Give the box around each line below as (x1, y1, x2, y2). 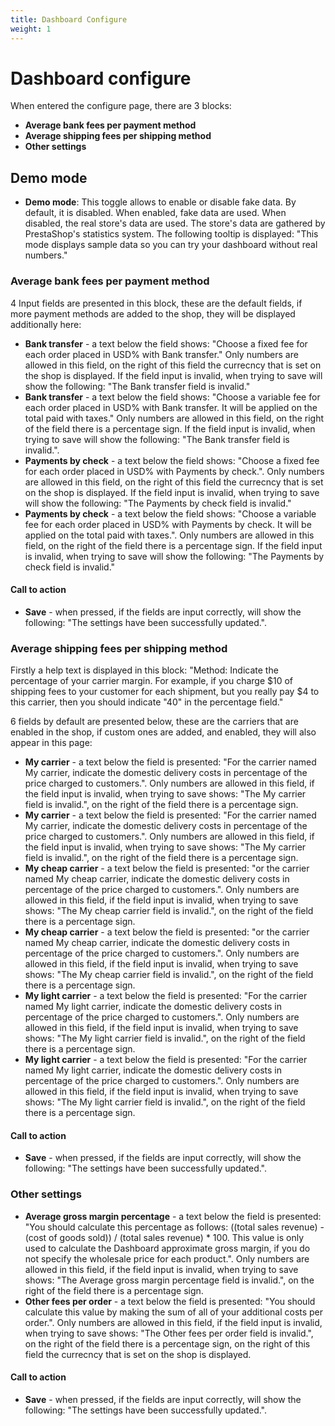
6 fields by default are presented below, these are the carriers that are (10, 716, 299, 728)
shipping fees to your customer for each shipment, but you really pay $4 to (10, 686, 320, 698)
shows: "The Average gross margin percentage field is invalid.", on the (24, 1274, 315, 1286)
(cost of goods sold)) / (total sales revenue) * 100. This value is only (24, 1231, 305, 1243)
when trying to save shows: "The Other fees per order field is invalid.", (24, 1327, 314, 1339)
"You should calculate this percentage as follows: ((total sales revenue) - (24, 1221, 325, 1233)
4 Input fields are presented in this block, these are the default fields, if (10, 297, 303, 309)
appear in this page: (10, 737, 93, 749)
